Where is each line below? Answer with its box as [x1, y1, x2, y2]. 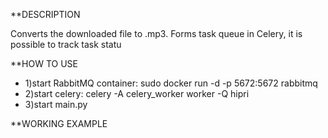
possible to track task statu [10, 39, 122, 50]
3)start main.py [24, 99, 88, 110]
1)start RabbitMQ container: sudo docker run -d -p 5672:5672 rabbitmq [24, 77, 318, 89]
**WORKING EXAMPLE [10, 118, 108, 129]
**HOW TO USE [10, 58, 78, 69]
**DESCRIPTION [10, 9, 81, 20]
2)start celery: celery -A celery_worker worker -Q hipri [24, 88, 250, 99]
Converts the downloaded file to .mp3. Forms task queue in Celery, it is [10, 28, 303, 39]
